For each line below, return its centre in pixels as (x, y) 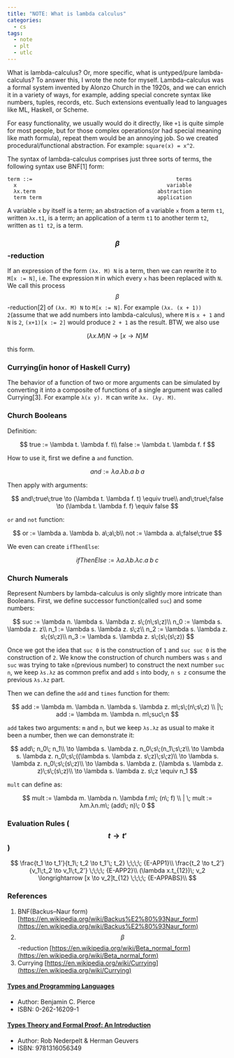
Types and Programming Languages (61, 986)
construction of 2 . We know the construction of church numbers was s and (115, 658)
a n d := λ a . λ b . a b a (117, 471)
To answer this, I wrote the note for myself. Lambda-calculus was (130, 80)
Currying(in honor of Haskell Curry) (69, 367)
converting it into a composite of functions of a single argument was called (115, 390)
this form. (21, 349)
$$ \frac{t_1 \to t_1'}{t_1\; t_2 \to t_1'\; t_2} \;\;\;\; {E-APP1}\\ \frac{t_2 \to (110, 863)
